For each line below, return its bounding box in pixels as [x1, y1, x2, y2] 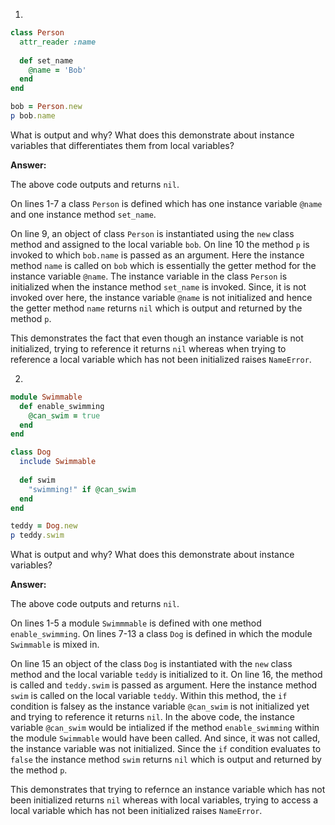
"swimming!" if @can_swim [28, 484, 137, 494]
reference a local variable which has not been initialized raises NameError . [10, 353, 312, 365]
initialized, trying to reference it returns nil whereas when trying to [10, 342, 287, 354]
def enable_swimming [19, 401, 105, 411]
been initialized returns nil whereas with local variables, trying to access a [10, 794, 319, 806]
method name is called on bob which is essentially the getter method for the [10, 259, 317, 271]
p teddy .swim [10, 530, 65, 541]
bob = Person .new [10, 102, 83, 112]
